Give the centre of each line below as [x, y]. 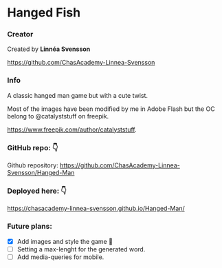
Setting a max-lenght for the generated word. [81, 249]
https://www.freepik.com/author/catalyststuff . [72, 130]
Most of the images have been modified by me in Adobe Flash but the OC [111, 109]
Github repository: [33, 165]
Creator [20, 34]
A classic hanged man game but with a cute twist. [78, 95]
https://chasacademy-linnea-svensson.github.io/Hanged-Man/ [96, 209]
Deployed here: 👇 [37, 191]
